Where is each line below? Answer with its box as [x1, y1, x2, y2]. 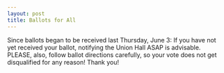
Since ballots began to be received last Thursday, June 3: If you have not [7, 35, 217, 44]
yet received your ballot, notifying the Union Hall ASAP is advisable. [7, 43, 201, 51]
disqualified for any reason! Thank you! [7, 58, 120, 66]
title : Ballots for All [7, 17, 77, 24]
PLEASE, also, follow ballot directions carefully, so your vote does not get [7, 50, 217, 59]
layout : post [7, 10, 45, 17]
